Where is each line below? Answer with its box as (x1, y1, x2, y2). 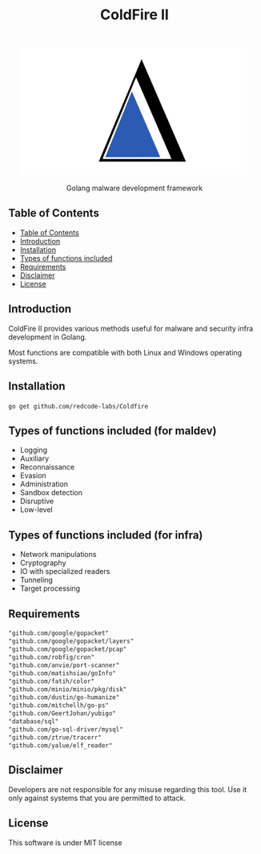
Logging (19, 445, 48, 455)
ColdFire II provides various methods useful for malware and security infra (8, 323, 254, 333)
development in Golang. (8, 331, 87, 342)
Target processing (19, 584, 81, 593)
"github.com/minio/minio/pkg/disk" (8, 685, 127, 693)
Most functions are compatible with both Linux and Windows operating (8, 348, 243, 357)
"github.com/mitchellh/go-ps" (8, 701, 110, 710)
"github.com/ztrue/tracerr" (8, 733, 102, 742)
